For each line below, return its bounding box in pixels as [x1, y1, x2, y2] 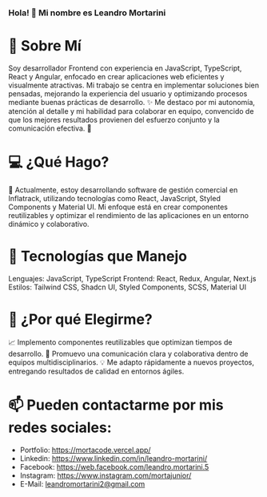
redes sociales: [8, 418, 112, 436]
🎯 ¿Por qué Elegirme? [8, 310, 153, 328]
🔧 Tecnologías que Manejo [8, 247, 188, 265]
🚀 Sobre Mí [8, 37, 82, 55]
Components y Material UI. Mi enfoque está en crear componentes [8, 202, 229, 212]
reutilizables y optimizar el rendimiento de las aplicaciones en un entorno [8, 210, 249, 220]
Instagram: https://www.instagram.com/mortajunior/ [19, 471, 192, 480]
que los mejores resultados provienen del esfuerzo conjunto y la [8, 115, 220, 124]
